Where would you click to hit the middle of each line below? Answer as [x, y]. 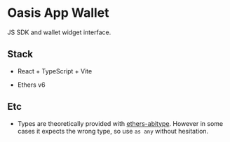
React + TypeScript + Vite [55, 71]
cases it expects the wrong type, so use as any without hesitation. [113, 131]
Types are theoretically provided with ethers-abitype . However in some [120, 123]
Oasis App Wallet [59, 13]
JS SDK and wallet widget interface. [59, 32]
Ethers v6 [31, 85]
